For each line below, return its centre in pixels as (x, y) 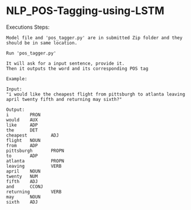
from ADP (22, 145)
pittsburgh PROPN (35, 151)
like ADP (22, 125)
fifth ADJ (22, 181)
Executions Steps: (28, 27)
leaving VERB (34, 166)
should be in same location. (42, 43)
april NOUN (24, 171)
